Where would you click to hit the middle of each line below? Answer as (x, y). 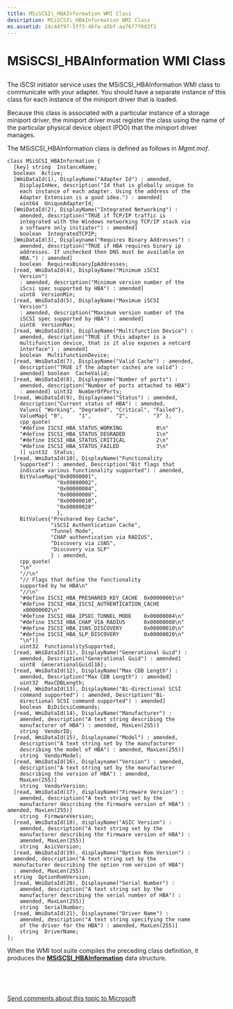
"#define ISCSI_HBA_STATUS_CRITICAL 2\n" (94, 440)
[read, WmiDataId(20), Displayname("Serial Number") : (94, 883)
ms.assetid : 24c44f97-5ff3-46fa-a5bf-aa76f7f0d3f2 (82, 26)
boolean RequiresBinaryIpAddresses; (74, 264)
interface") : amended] (54, 349)
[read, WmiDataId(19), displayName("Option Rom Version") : (102, 853)
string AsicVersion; (51, 847)
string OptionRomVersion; (52, 877)
